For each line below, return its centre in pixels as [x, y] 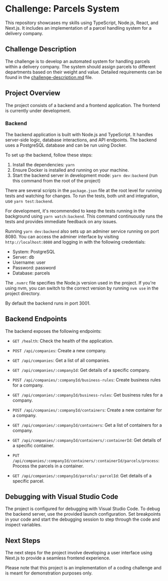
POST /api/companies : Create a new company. [59, 350]
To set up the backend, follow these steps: [49, 155]
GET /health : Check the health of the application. [63, 341]
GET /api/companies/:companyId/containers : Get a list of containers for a [87, 425]
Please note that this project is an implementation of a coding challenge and [83, 568]
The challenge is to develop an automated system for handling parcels [77, 61]
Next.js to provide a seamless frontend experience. [58, 558]
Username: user [29, 262]
